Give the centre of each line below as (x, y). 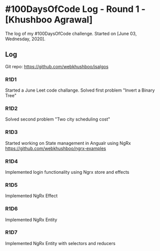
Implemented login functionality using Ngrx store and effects (67, 172)
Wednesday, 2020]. (25, 39)
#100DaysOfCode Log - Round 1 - (75, 9)
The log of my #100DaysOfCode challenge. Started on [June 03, (71, 33)
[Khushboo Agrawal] (49, 20)
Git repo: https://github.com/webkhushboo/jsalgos (57, 66)
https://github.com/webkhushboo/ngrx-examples (56, 148)
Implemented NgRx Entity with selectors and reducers (60, 243)
